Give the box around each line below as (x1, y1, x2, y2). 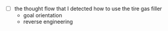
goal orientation (23, 12, 62, 19)
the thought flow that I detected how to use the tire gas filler (14, 5, 163, 12)
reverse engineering (23, 18, 73, 26)
